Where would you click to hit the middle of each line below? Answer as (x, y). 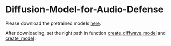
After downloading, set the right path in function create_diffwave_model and (86, 33)
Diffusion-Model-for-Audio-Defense (84, 9)
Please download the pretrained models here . (53, 23)
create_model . (21, 38)
